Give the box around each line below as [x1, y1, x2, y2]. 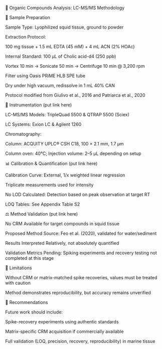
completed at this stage [5, 255, 54, 261]
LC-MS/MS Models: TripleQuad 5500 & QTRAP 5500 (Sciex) [5, 112, 129, 117]
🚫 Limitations [5, 265, 32, 271]
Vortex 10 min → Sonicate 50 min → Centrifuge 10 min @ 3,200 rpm [5, 63, 145, 69]
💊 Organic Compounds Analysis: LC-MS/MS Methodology [5, 5, 125, 11]
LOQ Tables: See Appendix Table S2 [5, 201, 80, 207]
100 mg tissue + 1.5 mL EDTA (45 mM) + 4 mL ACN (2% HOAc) [5, 44, 135, 50]
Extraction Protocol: [5, 34, 46, 40]
